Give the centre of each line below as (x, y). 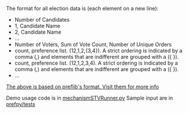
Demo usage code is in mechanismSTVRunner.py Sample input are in (90, 98)
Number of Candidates (42, 20)
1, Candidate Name (37, 26)
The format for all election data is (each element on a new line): (82, 8)
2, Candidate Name (38, 32)
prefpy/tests (21, 104)
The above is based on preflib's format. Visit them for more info (83, 86)
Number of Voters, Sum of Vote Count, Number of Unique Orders (93, 44)
